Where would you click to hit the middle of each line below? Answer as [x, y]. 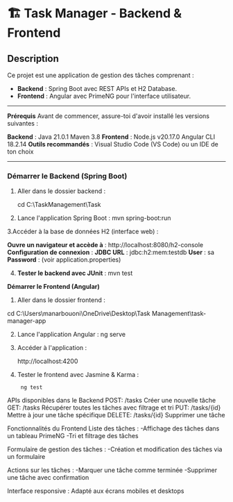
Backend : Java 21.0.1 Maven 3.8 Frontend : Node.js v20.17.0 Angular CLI [111, 137]
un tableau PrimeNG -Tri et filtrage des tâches [73, 436]
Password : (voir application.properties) [64, 260]
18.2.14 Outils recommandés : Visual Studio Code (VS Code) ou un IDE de [113, 144]
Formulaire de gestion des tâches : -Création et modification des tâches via [115, 449]
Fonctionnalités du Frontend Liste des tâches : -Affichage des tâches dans [113, 428]
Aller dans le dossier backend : [61, 191]
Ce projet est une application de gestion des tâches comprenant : [101, 75]
